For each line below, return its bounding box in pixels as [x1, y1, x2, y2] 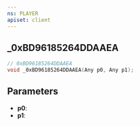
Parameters [7, 85, 59, 97]
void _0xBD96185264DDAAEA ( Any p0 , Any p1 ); [7, 67, 134, 74]
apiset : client [7, 17, 51, 23]
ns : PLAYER [7, 10, 39, 17]
